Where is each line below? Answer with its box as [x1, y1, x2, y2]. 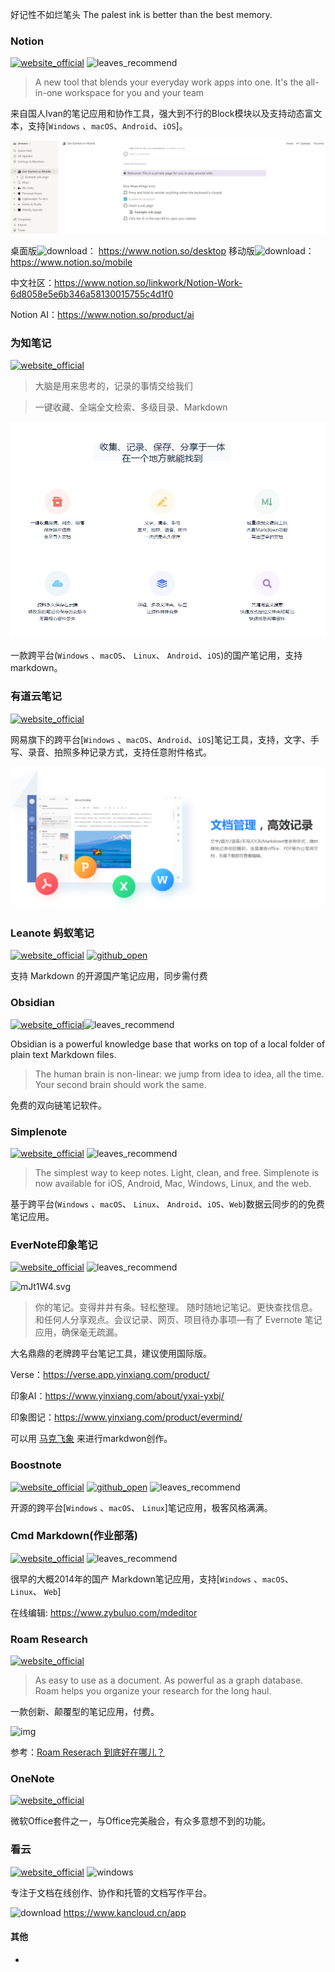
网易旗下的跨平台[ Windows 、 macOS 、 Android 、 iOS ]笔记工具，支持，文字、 [10, 733, 311, 745]
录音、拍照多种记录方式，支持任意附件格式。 [27, 746, 212, 758]
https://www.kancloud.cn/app [63, 1906, 187, 1918]
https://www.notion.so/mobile [10, 256, 133, 268]
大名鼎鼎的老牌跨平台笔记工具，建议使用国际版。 [10, 1348, 212, 1360]
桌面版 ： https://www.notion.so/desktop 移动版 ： [10, 244, 315, 257]
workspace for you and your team [64, 87, 205, 99]
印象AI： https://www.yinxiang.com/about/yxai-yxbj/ [10, 1390, 225, 1402]
